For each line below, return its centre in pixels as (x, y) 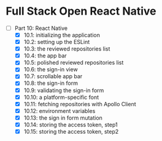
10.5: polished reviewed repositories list (74, 63)
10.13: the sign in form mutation (63, 118)
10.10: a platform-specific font (61, 97)
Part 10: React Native (41, 28)
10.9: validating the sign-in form (64, 90)
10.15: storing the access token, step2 (71, 131)
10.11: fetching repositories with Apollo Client (80, 104)
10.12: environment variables (60, 110)
